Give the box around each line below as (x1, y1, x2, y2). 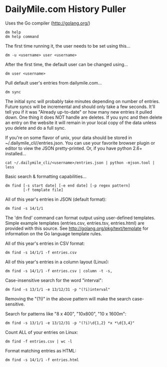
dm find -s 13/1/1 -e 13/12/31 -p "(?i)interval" (5, 287, 111, 292)
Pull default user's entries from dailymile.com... (5, 80, 102, 86)
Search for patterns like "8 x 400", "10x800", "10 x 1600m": (5, 310, 127, 316)
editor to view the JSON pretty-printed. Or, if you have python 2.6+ (5, 145, 143, 151)
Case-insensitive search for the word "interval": (5, 277, 103, 283)
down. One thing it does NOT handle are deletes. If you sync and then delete (5, 114, 163, 120)
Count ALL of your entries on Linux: (5, 329, 78, 335)
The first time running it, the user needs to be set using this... (5, 43, 131, 49)
